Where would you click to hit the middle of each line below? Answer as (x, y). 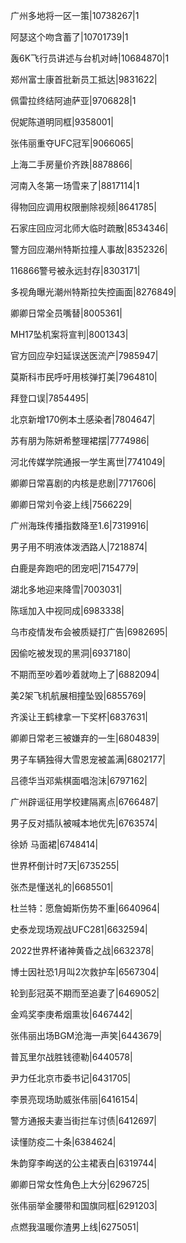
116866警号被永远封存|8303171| (75, 270)
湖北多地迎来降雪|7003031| (66, 589)
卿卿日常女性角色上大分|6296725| (80, 1184)
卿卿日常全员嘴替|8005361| (66, 313)
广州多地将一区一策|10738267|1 (75, 15)
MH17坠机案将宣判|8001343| (69, 334)
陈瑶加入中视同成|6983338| (67, 610)
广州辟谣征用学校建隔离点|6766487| (84, 802)
